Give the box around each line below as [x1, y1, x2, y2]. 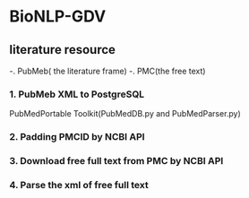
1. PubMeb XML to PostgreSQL [9, 88, 145, 100]
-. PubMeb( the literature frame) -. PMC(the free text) [9, 65, 206, 76]
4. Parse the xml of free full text [9, 179, 150, 192]
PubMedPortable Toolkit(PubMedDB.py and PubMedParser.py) [9, 108, 242, 119]
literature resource [9, 42, 116, 57]
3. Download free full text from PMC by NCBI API [9, 155, 224, 168]
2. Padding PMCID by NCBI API [9, 131, 145, 143]
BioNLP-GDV [9, 6, 107, 27]
